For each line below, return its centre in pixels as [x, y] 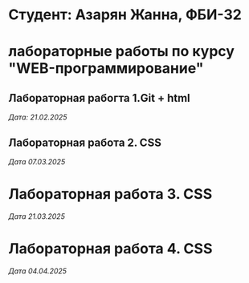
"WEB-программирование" [106, 69]
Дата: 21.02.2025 [38, 117]
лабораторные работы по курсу [122, 52]
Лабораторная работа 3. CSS [110, 194]
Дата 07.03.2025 [37, 162]
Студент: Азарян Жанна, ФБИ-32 [125, 15]
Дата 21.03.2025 [37, 216]
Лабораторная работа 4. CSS [110, 249]
